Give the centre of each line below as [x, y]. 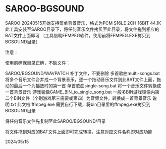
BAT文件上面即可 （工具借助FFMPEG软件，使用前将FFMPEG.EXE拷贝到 [78, 35]
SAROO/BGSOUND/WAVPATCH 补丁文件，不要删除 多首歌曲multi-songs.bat [83, 73]
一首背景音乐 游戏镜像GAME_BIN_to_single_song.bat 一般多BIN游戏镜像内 [80, 92]
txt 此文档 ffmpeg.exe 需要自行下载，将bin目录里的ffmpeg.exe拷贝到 [81, 104]
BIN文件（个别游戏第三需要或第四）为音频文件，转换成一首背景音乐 [83, 98]
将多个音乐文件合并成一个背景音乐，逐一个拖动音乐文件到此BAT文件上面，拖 [83, 79]
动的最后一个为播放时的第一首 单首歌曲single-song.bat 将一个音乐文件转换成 [83, 85]
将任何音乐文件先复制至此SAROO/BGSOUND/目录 [55, 121]
